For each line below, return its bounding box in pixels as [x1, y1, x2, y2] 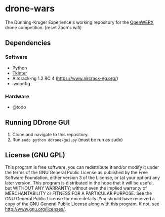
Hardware [5, 93, 30, 100]
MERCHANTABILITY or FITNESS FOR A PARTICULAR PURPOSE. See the [5, 190, 152, 196]
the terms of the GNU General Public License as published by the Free [5, 169, 148, 175]
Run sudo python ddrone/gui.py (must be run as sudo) [12, 137, 123, 143]
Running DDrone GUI [5, 118, 70, 127]
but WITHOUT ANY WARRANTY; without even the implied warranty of [5, 185, 147, 191]
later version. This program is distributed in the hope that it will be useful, [5, 180, 154, 185]
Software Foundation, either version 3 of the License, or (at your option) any [5, 175, 160, 181]
